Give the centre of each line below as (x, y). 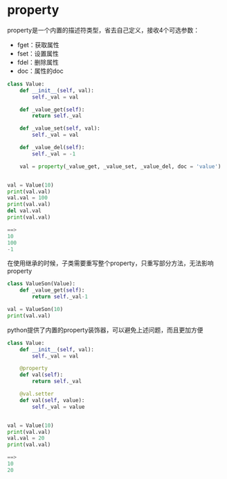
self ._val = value (58, 407)
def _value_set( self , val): (60, 128)
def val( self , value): (52, 400)
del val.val (24, 211)
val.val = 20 (26, 438)
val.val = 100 (28, 198)
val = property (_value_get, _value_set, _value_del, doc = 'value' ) (120, 166)
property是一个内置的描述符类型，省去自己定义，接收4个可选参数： (103, 30)
